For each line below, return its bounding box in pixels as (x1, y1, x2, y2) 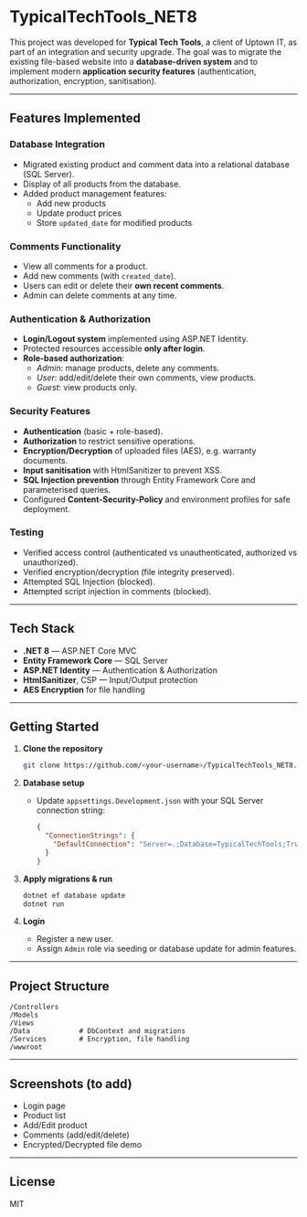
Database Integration (9, 138, 105, 151)
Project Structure (9, 978, 110, 994)
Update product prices (36, 208, 122, 219)
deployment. (22, 503, 70, 514)
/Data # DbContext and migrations (9, 1027, 185, 1036)
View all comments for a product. (22, 261, 148, 272)
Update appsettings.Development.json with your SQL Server (36, 795, 264, 806)
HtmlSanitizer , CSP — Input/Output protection (22, 674, 198, 685)
